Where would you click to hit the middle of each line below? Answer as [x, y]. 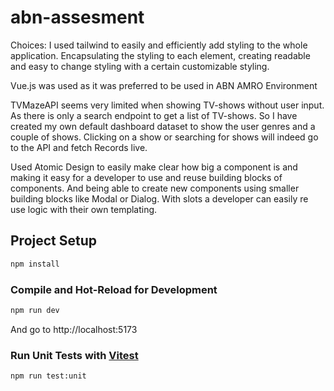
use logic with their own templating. [84, 209]
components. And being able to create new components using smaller [155, 188]
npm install [35, 264]
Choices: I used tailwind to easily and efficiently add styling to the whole [159, 45]
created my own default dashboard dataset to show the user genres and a [163, 126]
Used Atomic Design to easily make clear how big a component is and [154, 167]
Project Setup [54, 241]
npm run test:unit [48, 376]
